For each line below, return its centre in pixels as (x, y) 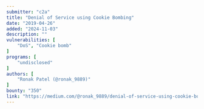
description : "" (27, 35)
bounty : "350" (24, 91)
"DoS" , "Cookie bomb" (44, 46)
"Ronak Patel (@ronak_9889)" (54, 79)
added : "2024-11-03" (32, 29)
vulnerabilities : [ (31, 40)
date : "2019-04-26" (31, 23)
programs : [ (21, 57)
